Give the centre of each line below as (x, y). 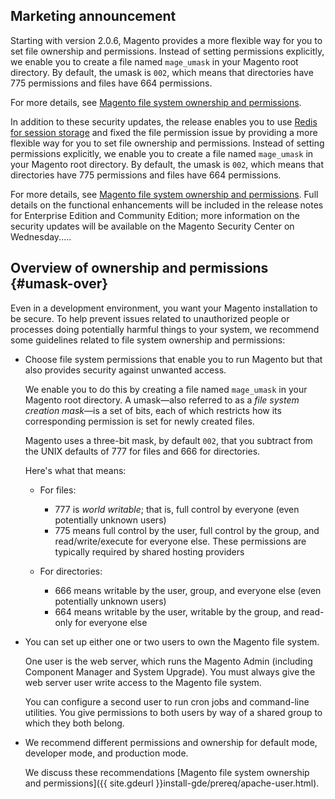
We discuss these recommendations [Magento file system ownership (167, 772)
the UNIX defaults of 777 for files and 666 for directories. (142, 451)
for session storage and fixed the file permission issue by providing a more (164, 132)
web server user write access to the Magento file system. (143, 682)
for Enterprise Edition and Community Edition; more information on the (155, 215)
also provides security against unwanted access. (125, 370)
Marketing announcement (93, 16)
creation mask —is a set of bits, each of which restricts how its (153, 410)
